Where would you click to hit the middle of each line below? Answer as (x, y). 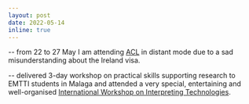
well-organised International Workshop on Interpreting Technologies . (120, 92)
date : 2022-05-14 (37, 23)
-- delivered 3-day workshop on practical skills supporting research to (122, 76)
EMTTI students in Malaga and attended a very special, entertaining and (124, 84)
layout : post (29, 15)
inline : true (29, 30)
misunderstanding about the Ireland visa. (74, 60)
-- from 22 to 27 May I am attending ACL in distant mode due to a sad (121, 52)
